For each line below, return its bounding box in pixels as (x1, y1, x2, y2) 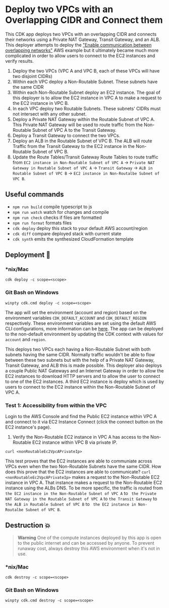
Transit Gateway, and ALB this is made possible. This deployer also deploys (5, 362, 162, 368)
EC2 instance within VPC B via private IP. (32, 439, 118, 445)
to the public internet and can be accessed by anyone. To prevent (17, 540, 155, 546)
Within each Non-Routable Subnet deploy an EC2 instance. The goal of (12, 89, 160, 95)
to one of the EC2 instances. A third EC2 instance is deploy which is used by (5, 378, 164, 385)
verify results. (5, 58, 34, 64)
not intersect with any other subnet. (12, 110, 87, 117)
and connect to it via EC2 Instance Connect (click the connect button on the (5, 419, 163, 425)
